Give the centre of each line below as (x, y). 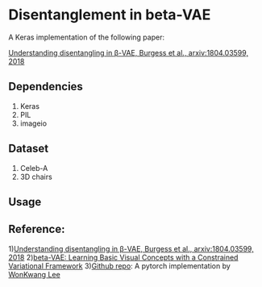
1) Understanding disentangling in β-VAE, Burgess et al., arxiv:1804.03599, (131, 248)
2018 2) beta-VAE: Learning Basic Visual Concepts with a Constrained (123, 257)
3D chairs (36, 177)
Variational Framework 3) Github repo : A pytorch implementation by (120, 266)
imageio (33, 123)
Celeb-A (34, 168)
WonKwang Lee (34, 274)
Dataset (29, 149)
